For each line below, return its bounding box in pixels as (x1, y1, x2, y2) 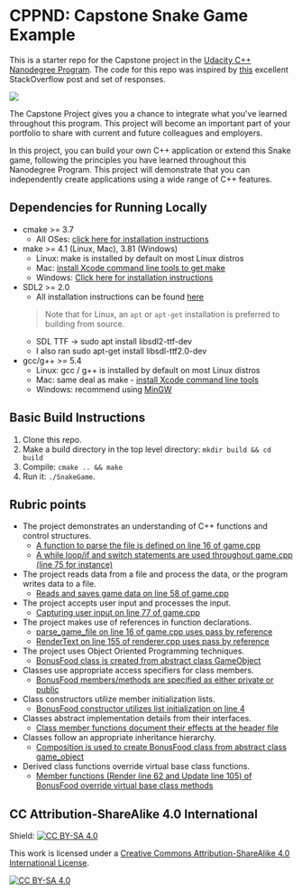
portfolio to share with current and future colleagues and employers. (9, 127, 263, 138)
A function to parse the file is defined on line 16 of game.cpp (35, 540, 261, 551)
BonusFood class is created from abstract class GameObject (35, 655, 261, 666)
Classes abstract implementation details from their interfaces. (22, 713, 252, 724)
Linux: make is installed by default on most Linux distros (35, 252, 244, 263)
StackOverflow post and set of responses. (9, 73, 167, 84)
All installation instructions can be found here (35, 291, 205, 302)
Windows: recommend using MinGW (35, 383, 173, 394)
